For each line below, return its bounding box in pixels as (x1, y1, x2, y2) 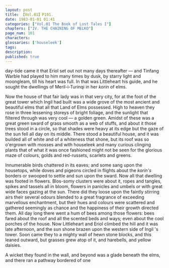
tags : (5, 45, 17, 50)
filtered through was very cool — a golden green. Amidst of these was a (5, 115, 154, 121)
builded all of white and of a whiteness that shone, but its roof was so (5, 136, 149, 142)
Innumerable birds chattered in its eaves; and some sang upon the (5, 162, 142, 168)
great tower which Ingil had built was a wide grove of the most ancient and (5, 99, 160, 105)
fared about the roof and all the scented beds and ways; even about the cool (5, 216, 164, 222)
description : (5, 49, 33, 54)
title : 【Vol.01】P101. (5, 12, 54, 17)
